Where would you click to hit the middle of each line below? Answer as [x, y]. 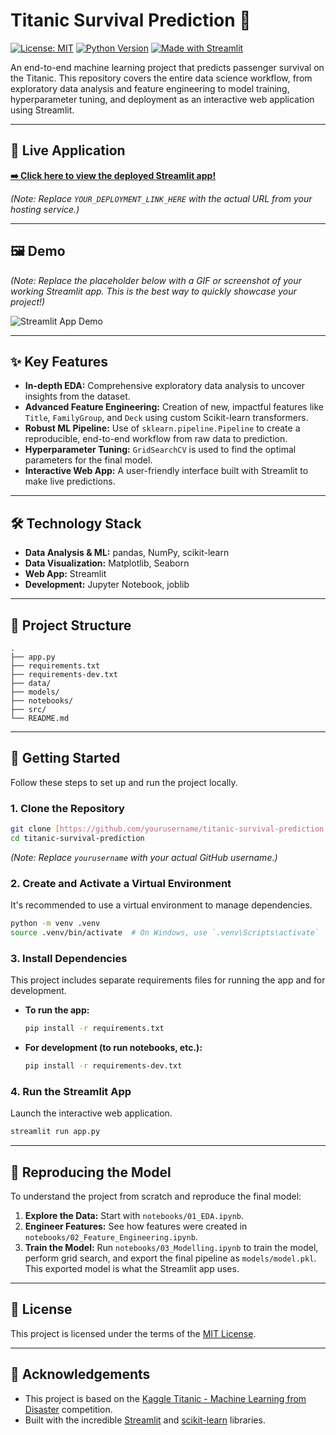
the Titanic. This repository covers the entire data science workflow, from [161, 78]
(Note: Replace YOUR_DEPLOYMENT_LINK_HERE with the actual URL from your [161, 198]
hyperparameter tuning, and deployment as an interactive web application [162, 99]
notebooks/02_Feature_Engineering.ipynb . [111, 1236]
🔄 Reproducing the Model [91, 1172]
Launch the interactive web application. [91, 1113]
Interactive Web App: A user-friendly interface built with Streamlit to [166, 471]
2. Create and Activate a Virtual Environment [121, 883]
